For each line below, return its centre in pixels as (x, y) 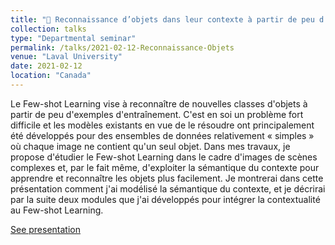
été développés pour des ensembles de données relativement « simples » (162, 135)
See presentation (45, 229)
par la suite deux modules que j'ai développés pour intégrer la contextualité (165, 199)
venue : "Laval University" (66, 57)
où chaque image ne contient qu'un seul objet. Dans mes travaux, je (150, 146)
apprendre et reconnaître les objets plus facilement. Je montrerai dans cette (167, 178)
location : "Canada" (51, 76)
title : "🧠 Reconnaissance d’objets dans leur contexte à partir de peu (162, 19)
